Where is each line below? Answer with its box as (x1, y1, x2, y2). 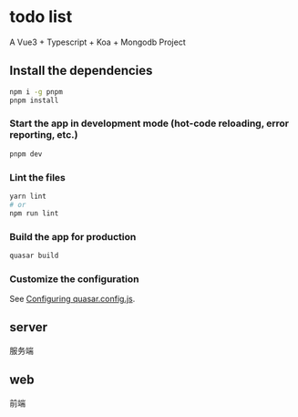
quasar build (9, 251, 59, 260)
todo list (9, 6, 73, 27)
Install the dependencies (9, 63, 153, 78)
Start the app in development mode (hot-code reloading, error (9, 117, 290, 130)
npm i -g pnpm (9, 87, 64, 97)
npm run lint (9, 208, 59, 218)
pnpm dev (9, 149, 43, 159)
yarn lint (9, 192, 47, 201)
